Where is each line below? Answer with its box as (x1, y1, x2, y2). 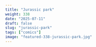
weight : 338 (5, 12, 30, 17)
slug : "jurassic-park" (5, 25, 52, 30)
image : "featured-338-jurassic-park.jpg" (5, 35, 93, 40)
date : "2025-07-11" (5, 16, 46, 21)
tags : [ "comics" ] (5, 30, 41, 35)
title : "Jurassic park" (5, 7, 55, 12)
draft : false (5, 21, 32, 26)
